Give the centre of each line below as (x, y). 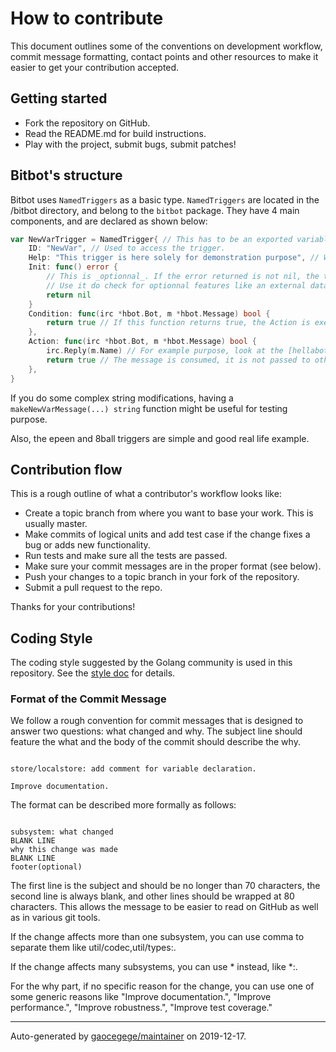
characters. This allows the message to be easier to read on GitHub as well (164, 907)
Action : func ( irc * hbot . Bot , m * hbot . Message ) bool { (142, 342)
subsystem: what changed (62, 832)
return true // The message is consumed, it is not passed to (178, 360)
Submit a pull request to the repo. (93, 588)
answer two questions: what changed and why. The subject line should (156, 731)
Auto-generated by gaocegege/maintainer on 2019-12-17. (128, 1036)
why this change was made (64, 850)
